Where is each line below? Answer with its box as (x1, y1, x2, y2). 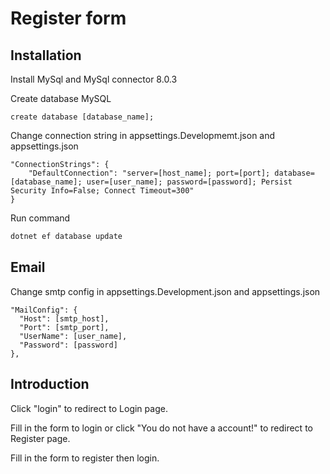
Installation (10, 47, 82, 64)
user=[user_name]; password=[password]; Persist (86, 177, 293, 187)
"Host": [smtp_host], (19, 313, 110, 324)
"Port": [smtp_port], (19, 322, 110, 332)
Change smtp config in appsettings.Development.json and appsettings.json (10, 285, 321, 297)
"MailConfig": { (10, 305, 78, 315)
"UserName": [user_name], (19, 331, 128, 341)
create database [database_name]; (10, 112, 155, 122)
